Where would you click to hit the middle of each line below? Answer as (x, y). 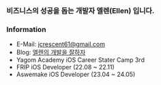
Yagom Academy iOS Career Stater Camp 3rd (80, 60)
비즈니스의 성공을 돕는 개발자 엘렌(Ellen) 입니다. (80, 10)
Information (26, 29)
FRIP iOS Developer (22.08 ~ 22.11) (65, 67)
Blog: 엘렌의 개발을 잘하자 (51, 52)
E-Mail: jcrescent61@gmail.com (60, 44)
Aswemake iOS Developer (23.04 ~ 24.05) (76, 74)
